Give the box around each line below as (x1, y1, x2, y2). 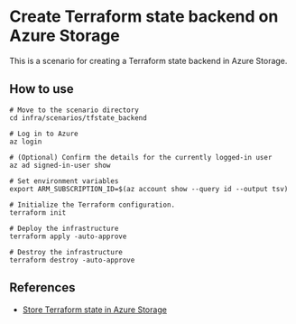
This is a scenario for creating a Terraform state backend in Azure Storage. (9, 55, 288, 66)
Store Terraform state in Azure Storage (22, 304, 167, 315)
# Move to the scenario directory (9, 106, 140, 115)
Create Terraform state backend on (9, 6, 279, 27)
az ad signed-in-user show (9, 161, 111, 170)
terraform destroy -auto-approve (9, 255, 135, 264)
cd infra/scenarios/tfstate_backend (9, 113, 147, 123)
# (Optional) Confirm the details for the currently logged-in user (9, 153, 273, 162)
